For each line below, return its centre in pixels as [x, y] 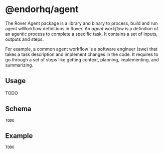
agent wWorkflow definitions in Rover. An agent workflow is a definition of [82, 28]
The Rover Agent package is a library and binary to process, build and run [81, 23]
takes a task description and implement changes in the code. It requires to [82, 54]
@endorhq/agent [42, 9]
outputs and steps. [25, 39]
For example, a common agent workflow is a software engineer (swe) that [81, 49]
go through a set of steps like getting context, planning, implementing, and [82, 59]
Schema [18, 109]
